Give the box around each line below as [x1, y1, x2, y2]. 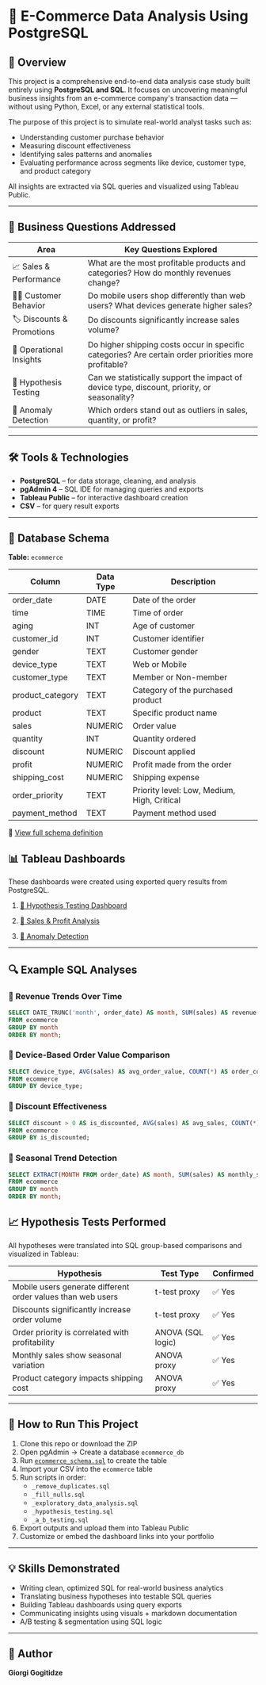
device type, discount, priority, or [87, 381, 211, 393]
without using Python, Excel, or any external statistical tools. [8, 102, 204, 111]
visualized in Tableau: [8, 1249, 79, 1258]
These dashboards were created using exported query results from [8, 877, 228, 887]
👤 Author [8, 1647, 53, 1660]
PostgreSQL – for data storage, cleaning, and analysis [19, 476, 196, 485]
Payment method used [132, 808, 217, 819]
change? [87, 277, 120, 288]
